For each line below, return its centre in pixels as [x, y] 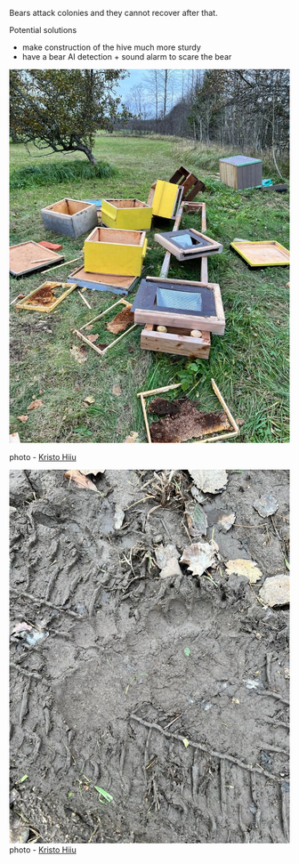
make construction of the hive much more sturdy [112, 47]
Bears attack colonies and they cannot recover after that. [113, 13]
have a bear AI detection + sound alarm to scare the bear [127, 57]
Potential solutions [43, 30]
